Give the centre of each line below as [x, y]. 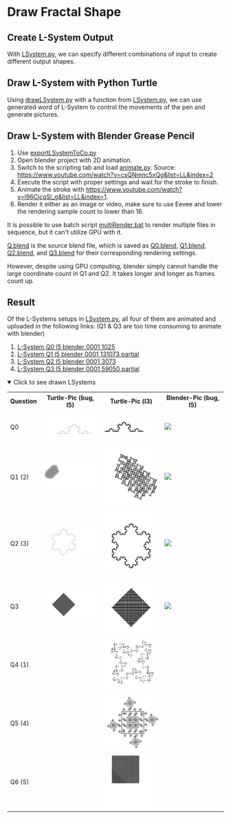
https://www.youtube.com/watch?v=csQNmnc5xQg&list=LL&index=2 [115, 175]
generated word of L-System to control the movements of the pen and [106, 107]
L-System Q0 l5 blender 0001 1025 [66, 347]
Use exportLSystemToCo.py [57, 152]
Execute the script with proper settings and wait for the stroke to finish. [118, 182]
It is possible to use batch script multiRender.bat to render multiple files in [111, 224]
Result [21, 303]
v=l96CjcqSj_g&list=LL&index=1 [62, 197]
